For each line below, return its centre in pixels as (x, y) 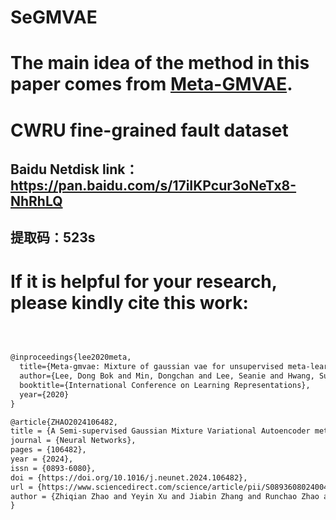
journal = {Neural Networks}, (73, 441)
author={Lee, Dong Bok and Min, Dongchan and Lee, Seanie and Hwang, (167, 376)
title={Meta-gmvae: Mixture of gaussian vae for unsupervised (151, 367)
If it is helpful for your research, (144, 281)
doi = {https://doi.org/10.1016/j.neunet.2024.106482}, (129, 477)
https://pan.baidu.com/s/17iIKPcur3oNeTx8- (153, 185)
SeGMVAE (54, 17)
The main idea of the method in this (160, 63)
